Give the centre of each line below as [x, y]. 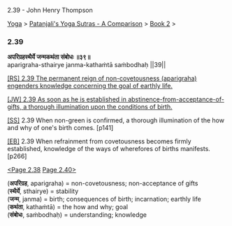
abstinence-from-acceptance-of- [176, 99]
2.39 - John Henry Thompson [50, 10]
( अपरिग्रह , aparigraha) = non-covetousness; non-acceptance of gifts [103, 183]
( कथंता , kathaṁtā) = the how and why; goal [67, 207]
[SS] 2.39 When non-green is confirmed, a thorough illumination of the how [116, 120]
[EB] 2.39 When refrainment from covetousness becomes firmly [99, 141]
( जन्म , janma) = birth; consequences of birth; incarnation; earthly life [104, 199]
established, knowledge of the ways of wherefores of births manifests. [109, 149]
